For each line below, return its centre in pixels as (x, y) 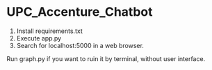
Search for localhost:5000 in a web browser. (80, 45)
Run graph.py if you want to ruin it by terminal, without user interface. (106, 58)
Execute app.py (39, 38)
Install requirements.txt (49, 31)
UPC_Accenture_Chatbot (80, 12)
